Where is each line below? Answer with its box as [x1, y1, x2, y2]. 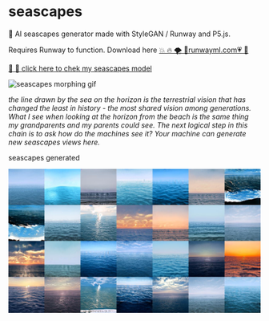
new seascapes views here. [8, 137, 100, 147]
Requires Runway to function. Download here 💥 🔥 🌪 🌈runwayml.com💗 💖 [8, 45, 249, 55]
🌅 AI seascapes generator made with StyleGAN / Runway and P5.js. [8, 29, 231, 39]
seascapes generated [8, 152, 80, 162]
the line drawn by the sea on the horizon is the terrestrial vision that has [8, 95, 247, 104]
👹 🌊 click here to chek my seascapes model [8, 63, 152, 73]
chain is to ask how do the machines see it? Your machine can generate [8, 128, 247, 138]
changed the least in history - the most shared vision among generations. [8, 103, 252, 112]
